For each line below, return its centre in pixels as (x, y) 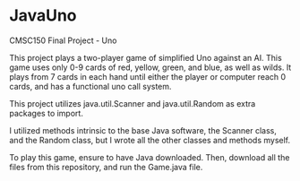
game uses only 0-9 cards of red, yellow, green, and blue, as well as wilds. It (150, 67)
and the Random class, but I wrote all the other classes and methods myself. (150, 140)
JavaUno (43, 16)
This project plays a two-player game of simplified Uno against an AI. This (146, 57)
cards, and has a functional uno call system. (90, 86)
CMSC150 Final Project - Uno (63, 40)
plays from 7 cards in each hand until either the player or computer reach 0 (148, 76)
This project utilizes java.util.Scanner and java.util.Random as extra (133, 103)
